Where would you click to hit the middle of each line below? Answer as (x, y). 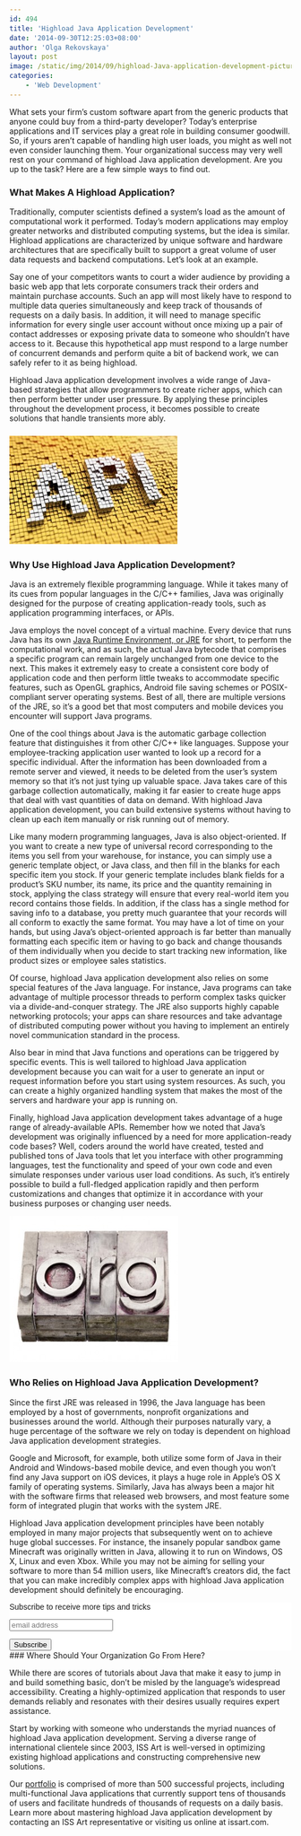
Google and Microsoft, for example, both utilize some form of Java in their (146, 1457)
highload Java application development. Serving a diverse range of (133, 1737)
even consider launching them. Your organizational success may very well (146, 150)
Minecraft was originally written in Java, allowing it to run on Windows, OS (146, 1552)
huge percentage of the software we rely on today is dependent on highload (150, 1430)
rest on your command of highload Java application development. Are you (146, 159)
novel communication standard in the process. (95, 1036)
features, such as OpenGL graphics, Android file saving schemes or (134, 687)
